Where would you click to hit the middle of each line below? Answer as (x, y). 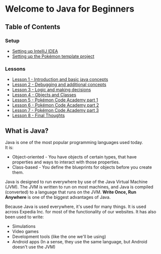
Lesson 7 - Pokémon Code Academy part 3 (55, 111)
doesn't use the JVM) (34, 247)
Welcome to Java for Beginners (70, 9)
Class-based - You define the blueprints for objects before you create (82, 167)
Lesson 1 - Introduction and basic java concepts (60, 79)
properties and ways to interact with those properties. (66, 162)
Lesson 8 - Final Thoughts (38, 115)
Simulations (24, 226)
